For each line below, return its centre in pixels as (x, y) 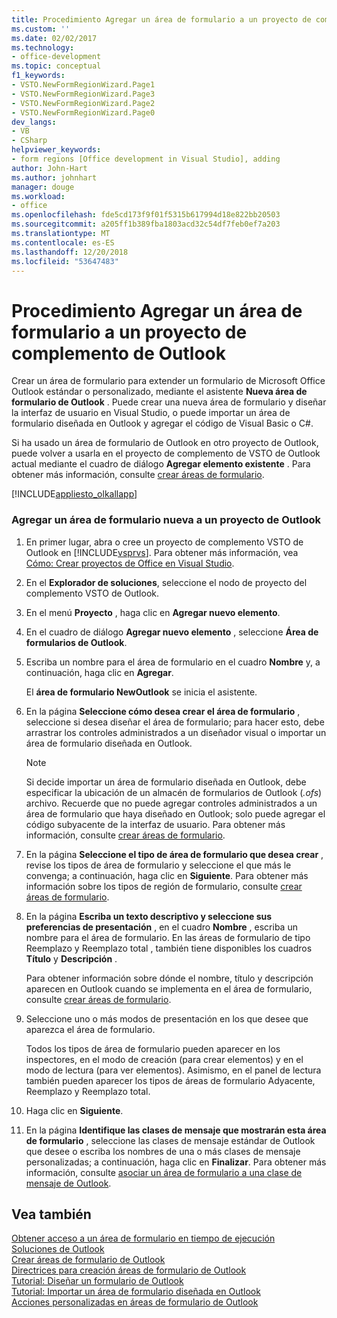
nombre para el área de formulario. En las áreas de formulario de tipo (168, 937)
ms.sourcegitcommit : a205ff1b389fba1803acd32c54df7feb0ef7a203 (146, 224)
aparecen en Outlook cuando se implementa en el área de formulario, (169, 988)
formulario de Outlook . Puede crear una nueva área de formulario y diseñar (169, 402)
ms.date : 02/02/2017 (54, 38)
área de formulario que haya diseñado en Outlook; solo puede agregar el (175, 813)
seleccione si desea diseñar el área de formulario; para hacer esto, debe (175, 722)
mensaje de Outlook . (68, 1183)
